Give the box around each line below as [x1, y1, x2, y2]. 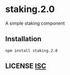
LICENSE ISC [5, 62, 47, 70]
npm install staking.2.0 [5, 48, 58, 53]
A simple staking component [5, 20, 65, 26]
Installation [5, 35, 42, 43]
